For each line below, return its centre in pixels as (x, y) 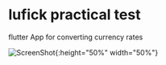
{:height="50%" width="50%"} (107, 52)
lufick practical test (75, 15)
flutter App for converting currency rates (76, 37)
